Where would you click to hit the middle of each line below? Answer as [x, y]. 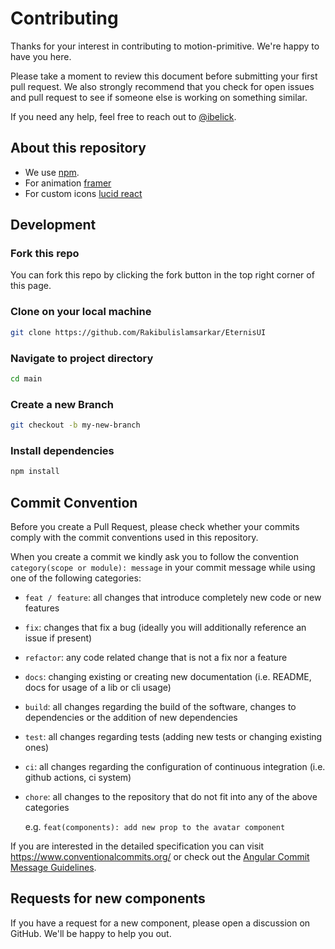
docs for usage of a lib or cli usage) [98, 687]
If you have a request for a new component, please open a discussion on [160, 923]
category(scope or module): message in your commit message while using [163, 567]
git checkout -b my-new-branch [75, 425]
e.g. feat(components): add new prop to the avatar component [155, 826]
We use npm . [52, 172]
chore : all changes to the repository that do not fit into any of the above [171, 796]
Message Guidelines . [53, 867]
